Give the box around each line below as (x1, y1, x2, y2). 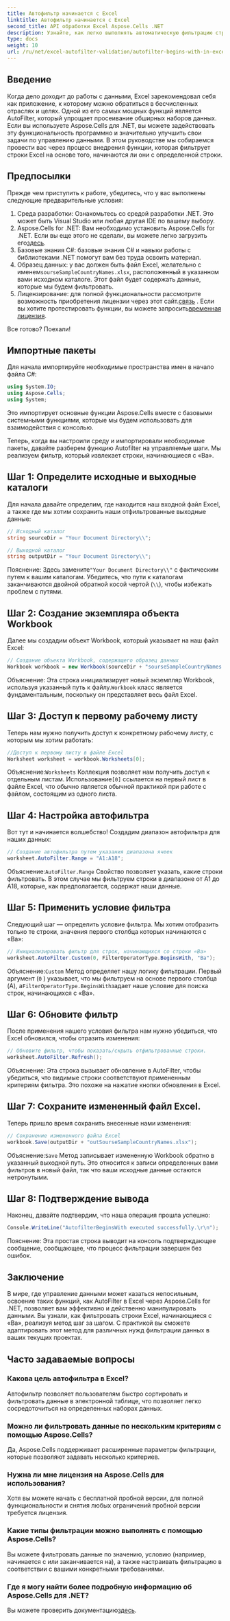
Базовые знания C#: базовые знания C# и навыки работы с (16, 245, 192, 254)
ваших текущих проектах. (7, 1334, 83, 1342)
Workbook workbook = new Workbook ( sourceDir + (7, 663, 142, 670)
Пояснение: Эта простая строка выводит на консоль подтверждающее (7, 1237, 216, 1245)
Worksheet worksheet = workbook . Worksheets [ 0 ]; (7, 755, 146, 763)
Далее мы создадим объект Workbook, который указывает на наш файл (7, 636, 219, 645)
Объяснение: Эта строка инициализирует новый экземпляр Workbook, (7, 675, 215, 684)
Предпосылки (7, 170, 71, 182)
